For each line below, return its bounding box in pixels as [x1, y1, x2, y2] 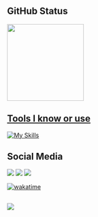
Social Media [7, 151, 63, 162]
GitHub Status [7, 5, 68, 17]
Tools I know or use [7, 113, 91, 125]
